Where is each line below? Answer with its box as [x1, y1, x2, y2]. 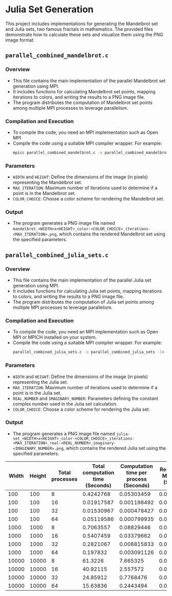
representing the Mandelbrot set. [12, 180, 82, 186]
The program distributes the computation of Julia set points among [12, 299, 155, 305]
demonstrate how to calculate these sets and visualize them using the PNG [5, 31, 163, 37]
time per [126, 469, 147, 476]
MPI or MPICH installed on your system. [12, 334, 97, 341]
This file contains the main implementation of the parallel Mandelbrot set [12, 77, 166, 84]
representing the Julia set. [12, 379, 68, 385]
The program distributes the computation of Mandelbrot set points [12, 99, 153, 106]
